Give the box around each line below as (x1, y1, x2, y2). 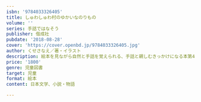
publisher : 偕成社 (6, 31, 50, 37)
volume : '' (6, 20, 33, 26)
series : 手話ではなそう (6, 25, 59, 32)
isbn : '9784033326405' (6, 8, 63, 15)
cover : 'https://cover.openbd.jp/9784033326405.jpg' (6, 43, 141, 49)
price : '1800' (6, 59, 42, 65)
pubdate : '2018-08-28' (6, 37, 63, 43)
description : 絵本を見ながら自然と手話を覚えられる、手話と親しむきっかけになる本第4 (6, 53, 196, 59)
